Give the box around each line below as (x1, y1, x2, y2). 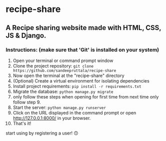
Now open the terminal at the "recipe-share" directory (12, 72, 124, 78)
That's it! (12, 120, 31, 126)
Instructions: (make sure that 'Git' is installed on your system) (5, 46, 159, 53)
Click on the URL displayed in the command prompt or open (12, 109, 136, 115)
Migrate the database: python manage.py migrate (12, 88, 113, 94)
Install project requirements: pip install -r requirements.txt (12, 83, 141, 89)
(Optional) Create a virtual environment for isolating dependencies (12, 77, 149, 83)
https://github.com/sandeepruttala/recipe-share (12, 68, 116, 73)
